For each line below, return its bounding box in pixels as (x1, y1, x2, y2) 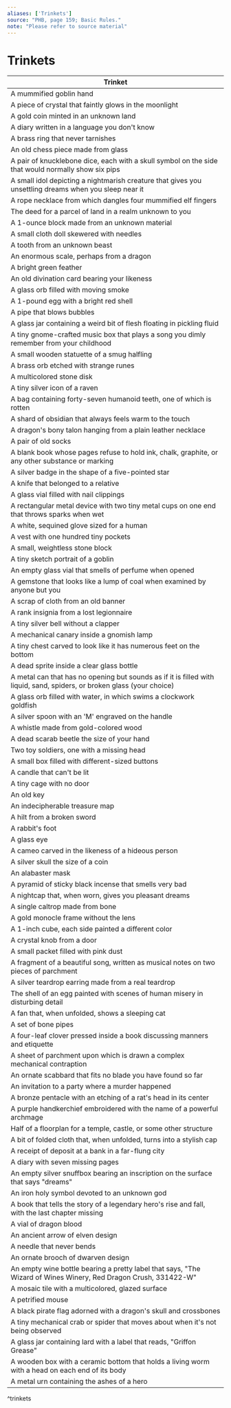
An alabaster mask (10, 868, 71, 878)
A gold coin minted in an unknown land (10, 111, 136, 121)
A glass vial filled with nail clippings (10, 490, 125, 500)
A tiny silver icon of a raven (10, 383, 98, 393)
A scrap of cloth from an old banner (10, 597, 126, 606)
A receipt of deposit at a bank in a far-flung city (10, 1146, 165, 1156)
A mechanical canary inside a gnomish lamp (10, 630, 153, 640)
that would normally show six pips (10, 164, 120, 174)
